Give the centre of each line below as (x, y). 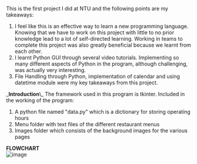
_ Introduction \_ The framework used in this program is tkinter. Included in (96, 94)
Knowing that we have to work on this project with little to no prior (94, 32)
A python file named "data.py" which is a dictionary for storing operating (103, 112)
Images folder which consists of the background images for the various (101, 130)
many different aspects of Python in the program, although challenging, (101, 64)
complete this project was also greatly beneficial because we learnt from (103, 45)
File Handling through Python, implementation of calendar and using (97, 76)
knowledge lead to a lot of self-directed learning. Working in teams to (99, 39)
